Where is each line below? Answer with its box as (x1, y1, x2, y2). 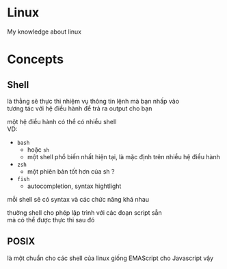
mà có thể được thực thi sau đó (7, 215, 95, 224)
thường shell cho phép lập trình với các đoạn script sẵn (7, 208, 162, 217)
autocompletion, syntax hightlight (27, 182, 122, 190)
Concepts (7, 51, 64, 67)
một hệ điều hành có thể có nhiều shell (7, 117, 117, 126)
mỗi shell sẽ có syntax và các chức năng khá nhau (7, 195, 149, 203)
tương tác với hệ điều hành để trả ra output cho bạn (7, 104, 152, 113)
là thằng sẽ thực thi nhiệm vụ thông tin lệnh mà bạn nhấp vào (7, 97, 180, 105)
